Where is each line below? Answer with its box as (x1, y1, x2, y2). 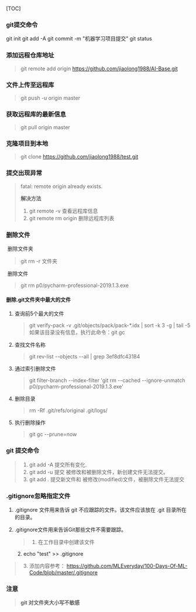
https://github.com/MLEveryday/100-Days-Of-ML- (66, 562, 188, 569)
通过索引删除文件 (14, 365, 56, 372)
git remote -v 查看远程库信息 (29, 207, 98, 214)
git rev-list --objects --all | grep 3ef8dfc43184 (29, 353, 140, 360)
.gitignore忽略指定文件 (6, 492, 71, 500)
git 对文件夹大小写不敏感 (20, 599, 80, 606)
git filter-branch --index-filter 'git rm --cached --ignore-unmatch (29, 377, 185, 384)
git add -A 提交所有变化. (29, 461, 87, 468)
